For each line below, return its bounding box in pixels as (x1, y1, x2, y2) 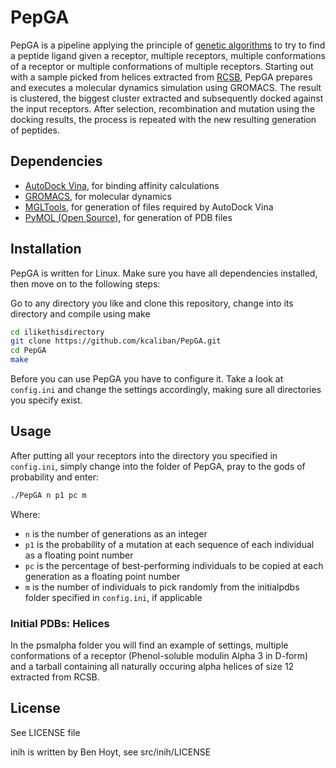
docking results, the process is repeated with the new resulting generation (10, 113, 317, 125)
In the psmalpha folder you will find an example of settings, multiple (10, 639, 289, 651)
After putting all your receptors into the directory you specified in (10, 449, 278, 461)
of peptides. (10, 124, 60, 136)
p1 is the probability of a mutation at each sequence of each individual (24, 538, 315, 550)
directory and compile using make (10, 307, 151, 320)
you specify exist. (10, 394, 83, 406)
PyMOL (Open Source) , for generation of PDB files (24, 211, 233, 223)
